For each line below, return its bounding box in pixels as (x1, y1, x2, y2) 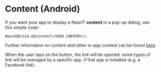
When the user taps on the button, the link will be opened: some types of (5, 52, 151, 58)
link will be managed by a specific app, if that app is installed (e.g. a (5, 57, 141, 62)
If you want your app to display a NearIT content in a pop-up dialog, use (5, 19, 150, 25)
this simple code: (5, 24, 39, 30)
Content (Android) (5, 3, 80, 14)
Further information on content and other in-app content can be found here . (5, 42, 157, 48)
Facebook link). (5, 62, 36, 68)
